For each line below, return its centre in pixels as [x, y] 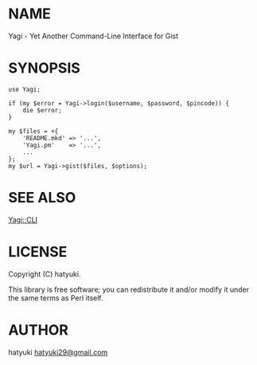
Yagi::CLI [23, 219]
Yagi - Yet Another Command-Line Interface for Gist [93, 36]
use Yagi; [25, 89]
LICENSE [38, 252]
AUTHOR [39, 330]
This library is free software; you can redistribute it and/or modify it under [129, 289]
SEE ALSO [42, 198]
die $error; [42, 110]
